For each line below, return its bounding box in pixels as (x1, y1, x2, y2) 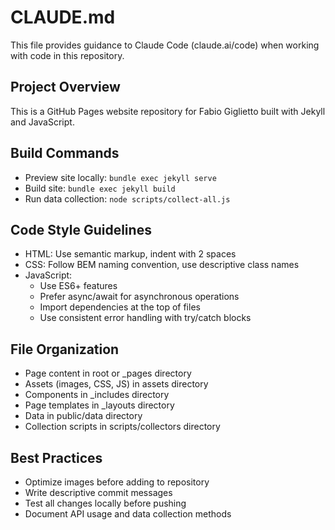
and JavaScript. (10, 116, 75, 128)
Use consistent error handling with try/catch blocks (39, 312, 252, 324)
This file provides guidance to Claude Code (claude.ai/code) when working (10, 39, 320, 51)
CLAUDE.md (10, 6, 116, 29)
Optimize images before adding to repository (24, 476, 210, 488)
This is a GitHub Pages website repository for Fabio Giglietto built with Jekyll (10, 105, 326, 117)
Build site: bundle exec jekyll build (24, 182, 176, 194)
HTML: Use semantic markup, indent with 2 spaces (24, 248, 237, 260)
